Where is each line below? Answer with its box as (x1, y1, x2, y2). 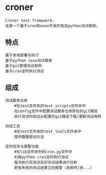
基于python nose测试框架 (5, 58, 52, 63)
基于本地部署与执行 (5, 52, 39, 57)
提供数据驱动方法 (14, 134, 44, 139)
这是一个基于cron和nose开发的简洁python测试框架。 (5, 23, 100, 28)
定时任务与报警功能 (5, 144, 39, 149)
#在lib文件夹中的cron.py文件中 (14, 149, 72, 154)
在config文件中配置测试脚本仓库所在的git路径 (14, 108, 98, 113)
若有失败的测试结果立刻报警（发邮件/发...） (14, 165, 94, 170)
